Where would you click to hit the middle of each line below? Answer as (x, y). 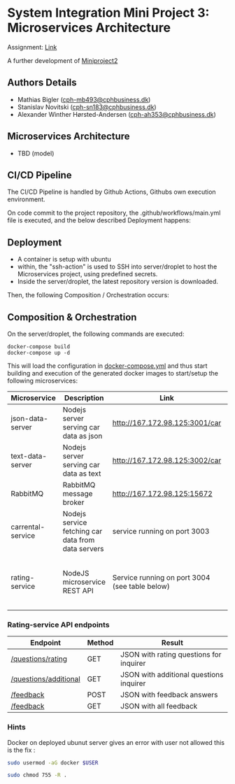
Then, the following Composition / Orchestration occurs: (88, 295)
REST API (78, 591)
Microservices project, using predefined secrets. (87, 274)
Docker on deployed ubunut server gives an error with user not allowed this (116, 742)
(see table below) (141, 586)
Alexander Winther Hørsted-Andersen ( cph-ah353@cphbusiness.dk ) (116, 114)
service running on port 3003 (161, 531)
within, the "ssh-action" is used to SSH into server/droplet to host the (117, 266)
